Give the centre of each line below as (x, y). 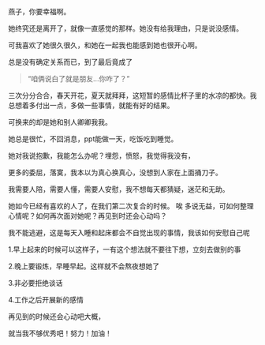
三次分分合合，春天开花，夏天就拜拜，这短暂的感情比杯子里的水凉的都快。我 (132, 96)
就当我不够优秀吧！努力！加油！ (60, 333)
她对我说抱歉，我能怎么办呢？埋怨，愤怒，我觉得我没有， (101, 156)
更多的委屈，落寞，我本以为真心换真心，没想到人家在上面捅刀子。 (115, 172)
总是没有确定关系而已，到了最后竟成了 (70, 62)
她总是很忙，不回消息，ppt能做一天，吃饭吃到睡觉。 (93, 139)
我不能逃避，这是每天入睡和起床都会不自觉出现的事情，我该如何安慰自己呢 (129, 232)
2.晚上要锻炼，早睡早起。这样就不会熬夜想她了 (84, 266)
